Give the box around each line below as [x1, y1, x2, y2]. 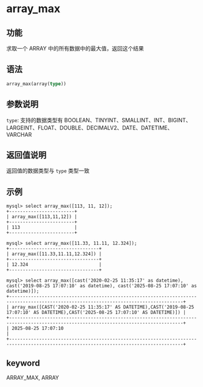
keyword [6, 358, 41, 368]
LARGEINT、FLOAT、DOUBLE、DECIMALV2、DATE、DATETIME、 [6, 124, 173, 131]
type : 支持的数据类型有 [6, 116, 63, 123]
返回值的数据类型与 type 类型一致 [6, 167, 90, 174]
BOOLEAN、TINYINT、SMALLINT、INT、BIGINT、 [64, 116, 191, 123]
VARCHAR [6, 131, 32, 138]
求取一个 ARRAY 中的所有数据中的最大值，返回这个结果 [6, 45, 144, 52]
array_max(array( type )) [6, 81, 67, 87]
